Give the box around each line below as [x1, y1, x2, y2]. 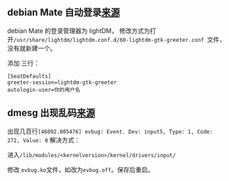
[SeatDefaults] [7, 73, 52, 80]
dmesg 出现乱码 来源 [7, 107, 96, 119]
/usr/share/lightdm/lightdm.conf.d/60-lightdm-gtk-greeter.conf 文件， [13, 35, 226, 43]
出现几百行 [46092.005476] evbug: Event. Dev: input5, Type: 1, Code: [7, 126, 213, 135]
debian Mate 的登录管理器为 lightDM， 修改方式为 [7, 27, 150, 35]
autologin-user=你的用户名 [7, 86, 80, 93]
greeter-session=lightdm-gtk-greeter [7, 79, 117, 86]
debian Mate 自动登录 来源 [7, 6, 120, 19]
